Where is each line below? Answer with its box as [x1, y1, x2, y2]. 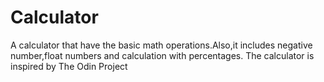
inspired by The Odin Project [10, 60, 128, 72]
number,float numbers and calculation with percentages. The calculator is [10, 49, 315, 61]
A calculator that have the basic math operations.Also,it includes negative [10, 39, 313, 51]
